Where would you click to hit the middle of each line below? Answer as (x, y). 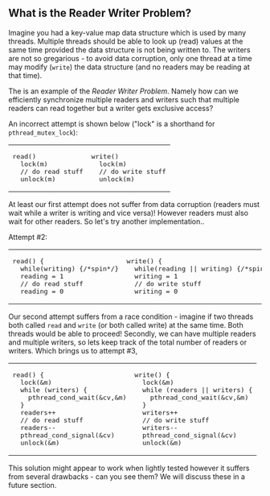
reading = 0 (42, 291)
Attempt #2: (28, 237)
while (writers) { (53, 390)
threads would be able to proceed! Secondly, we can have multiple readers (132, 333)
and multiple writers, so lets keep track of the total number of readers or (128, 342)
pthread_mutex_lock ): (43, 132)
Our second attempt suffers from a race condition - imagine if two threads (131, 316)
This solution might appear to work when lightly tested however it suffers (129, 468)
